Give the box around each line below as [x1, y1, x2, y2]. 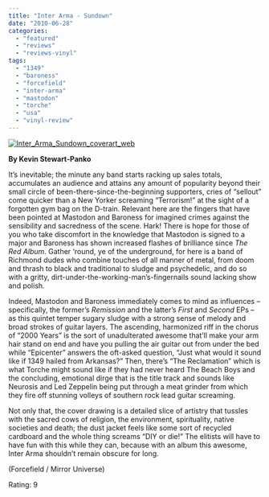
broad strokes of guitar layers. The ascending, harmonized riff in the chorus [8, 322, 259, 331]
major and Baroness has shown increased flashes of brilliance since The [8, 238, 248, 248]
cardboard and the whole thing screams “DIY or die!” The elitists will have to [8, 431, 261, 441]
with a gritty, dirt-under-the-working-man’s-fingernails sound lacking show [8, 272, 257, 281]
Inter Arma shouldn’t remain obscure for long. [8, 448, 159, 458]
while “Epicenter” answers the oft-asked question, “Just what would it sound [8, 347, 262, 357]
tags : [8, 57, 26, 65]
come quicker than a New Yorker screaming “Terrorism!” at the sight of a [8, 195, 250, 205]
